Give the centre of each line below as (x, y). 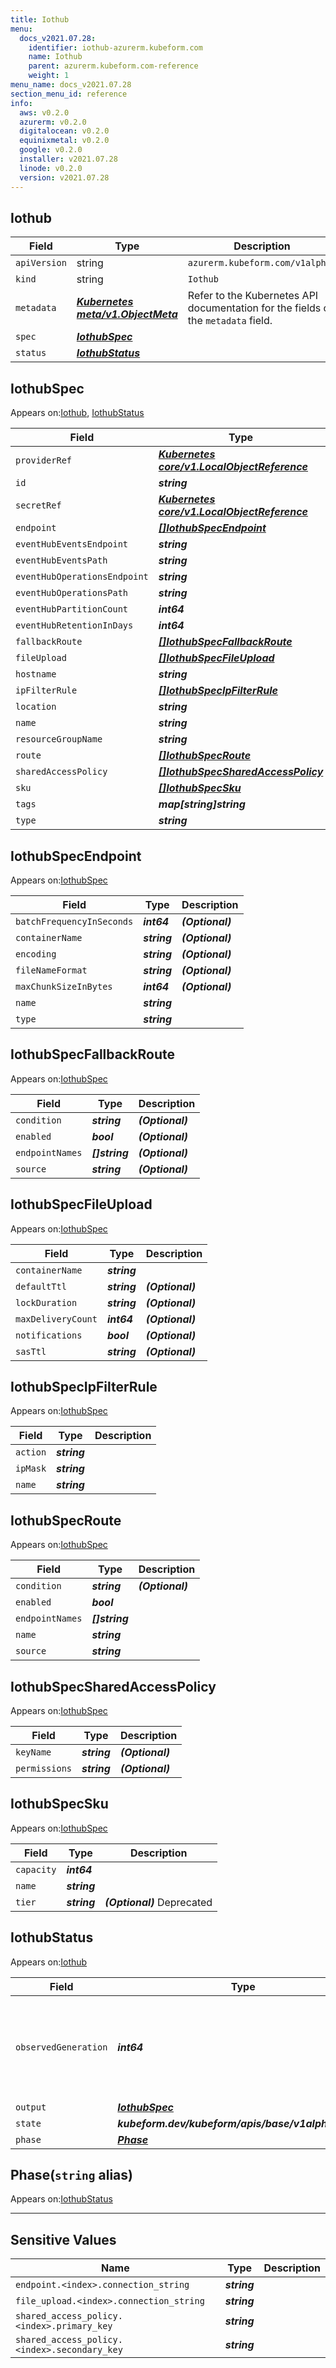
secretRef (38, 505)
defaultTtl (41, 1286)
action (31, 1452)
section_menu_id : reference (69, 94)
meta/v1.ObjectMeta (127, 314)
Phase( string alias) (71, 2175)
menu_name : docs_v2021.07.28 (71, 85)
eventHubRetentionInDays (74, 625)
